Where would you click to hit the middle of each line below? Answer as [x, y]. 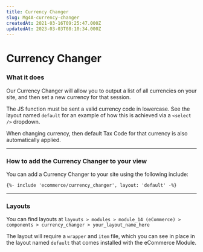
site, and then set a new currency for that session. [69, 97]
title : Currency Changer [37, 12]
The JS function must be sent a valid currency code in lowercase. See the [98, 109]
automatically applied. [34, 140]
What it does [25, 77]
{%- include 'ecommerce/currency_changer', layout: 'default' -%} [92, 186]
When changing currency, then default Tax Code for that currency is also [97, 133]
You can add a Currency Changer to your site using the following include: [97, 174]
